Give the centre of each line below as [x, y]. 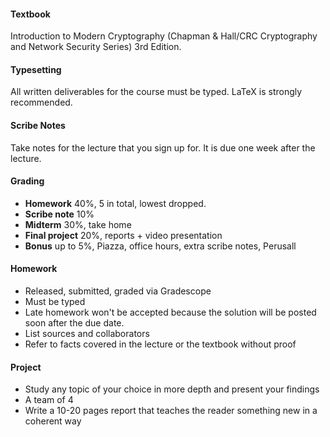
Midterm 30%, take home [78, 224]
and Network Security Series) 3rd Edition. [96, 47]
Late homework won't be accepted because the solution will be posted [170, 312]
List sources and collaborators [87, 334]
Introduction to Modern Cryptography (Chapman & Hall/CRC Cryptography [164, 36]
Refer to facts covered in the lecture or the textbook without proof [160, 344]
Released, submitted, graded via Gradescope [118, 291]
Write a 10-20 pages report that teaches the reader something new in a [171, 411]
